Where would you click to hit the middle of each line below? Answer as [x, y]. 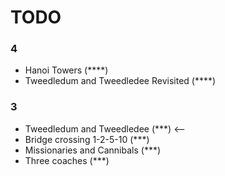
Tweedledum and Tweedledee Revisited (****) [120, 81]
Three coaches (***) [67, 160]
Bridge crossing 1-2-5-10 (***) [87, 139]
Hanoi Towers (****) [66, 70]
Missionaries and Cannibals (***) [93, 150]
